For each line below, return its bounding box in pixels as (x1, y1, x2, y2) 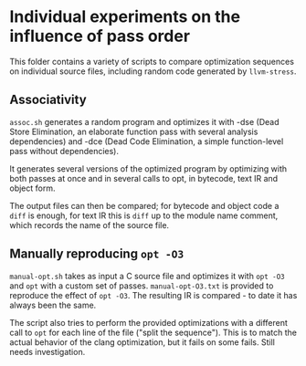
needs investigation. (9, 346, 86, 357)
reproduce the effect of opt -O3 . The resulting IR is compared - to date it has (9, 289, 298, 300)
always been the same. (9, 299, 97, 310)
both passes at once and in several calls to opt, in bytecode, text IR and (9, 173, 279, 183)
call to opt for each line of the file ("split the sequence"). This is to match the (9, 327, 297, 338)
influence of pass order (9, 26, 190, 47)
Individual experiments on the (9, 6, 240, 27)
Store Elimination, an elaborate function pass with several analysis (9, 126, 259, 137)
